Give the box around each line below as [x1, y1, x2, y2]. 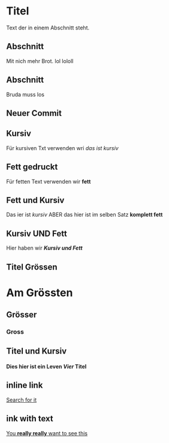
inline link [6, 380, 43, 391]
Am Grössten [6, 286, 73, 300]
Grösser [6, 310, 37, 320]
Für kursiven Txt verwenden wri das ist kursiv [6, 144, 119, 151]
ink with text [6, 414, 53, 424]
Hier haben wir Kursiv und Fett [6, 244, 83, 252]
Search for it [6, 396, 37, 403]
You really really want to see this [6, 429, 88, 436]
